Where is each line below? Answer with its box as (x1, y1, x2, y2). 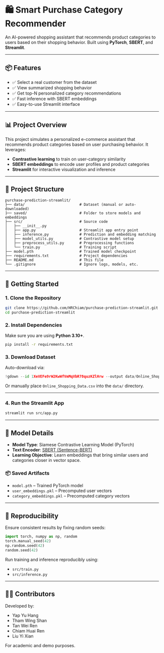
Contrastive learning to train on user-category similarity (12, 156, 126, 162)
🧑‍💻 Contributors (5, 590, 55, 598)
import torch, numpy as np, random (5, 534, 78, 539)
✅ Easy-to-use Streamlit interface (12, 101, 81, 107)
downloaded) (5, 206, 29, 212)
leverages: (5, 146, 26, 152)
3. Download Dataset (5, 354, 56, 360)
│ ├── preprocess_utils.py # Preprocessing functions (5, 240, 134, 246)
